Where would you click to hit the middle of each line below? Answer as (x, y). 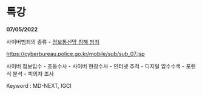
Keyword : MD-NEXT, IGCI (39, 85)
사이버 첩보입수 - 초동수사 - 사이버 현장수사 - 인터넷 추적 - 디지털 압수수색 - (96, 66)
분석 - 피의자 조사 (33, 73)
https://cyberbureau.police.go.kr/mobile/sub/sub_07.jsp (76, 54)
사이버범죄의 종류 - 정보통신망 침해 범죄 (53, 41)
